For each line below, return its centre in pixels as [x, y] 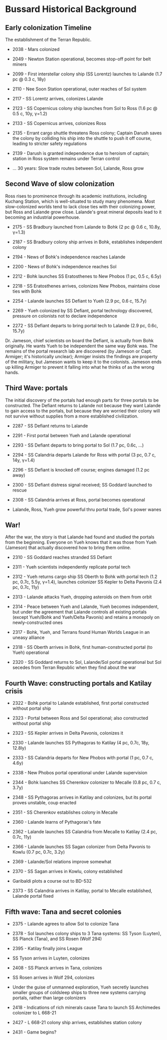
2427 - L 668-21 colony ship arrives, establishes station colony [77, 1023]
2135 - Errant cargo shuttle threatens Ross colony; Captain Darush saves [87, 133]
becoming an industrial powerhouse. [43, 217]
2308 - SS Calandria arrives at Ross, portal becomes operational [79, 500]
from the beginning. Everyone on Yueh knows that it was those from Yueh [81, 542]
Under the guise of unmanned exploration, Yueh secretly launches [80, 987]
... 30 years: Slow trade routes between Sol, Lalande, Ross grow [78, 168]
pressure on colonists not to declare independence [65, 316]
